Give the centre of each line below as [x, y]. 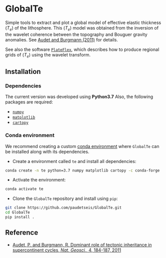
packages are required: [29, 102]
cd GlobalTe [17, 212]
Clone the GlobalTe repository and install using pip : [65, 198]
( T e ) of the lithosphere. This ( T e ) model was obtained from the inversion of [82, 28]
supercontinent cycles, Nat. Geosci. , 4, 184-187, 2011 [67, 250]
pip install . [20, 217]
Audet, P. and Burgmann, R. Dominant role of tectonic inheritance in [82, 244]
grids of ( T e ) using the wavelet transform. [48, 55]
